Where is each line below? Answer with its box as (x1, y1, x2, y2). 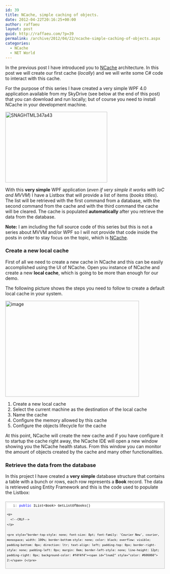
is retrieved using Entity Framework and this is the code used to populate (5, 484, 159, 490)
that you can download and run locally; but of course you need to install (5, 96, 156, 102)
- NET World (10, 50, 36, 55)
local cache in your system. (5, 290, 63, 297)
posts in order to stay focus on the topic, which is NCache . (5, 234, 128, 240)
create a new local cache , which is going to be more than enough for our (5, 270, 159, 276)
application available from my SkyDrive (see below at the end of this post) (5, 91, 160, 97)
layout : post (5, 27, 33, 32)
